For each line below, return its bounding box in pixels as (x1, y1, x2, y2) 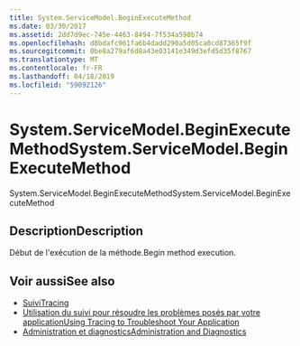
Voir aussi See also (9, 273, 115, 289)
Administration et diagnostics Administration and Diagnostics (22, 326, 247, 337)
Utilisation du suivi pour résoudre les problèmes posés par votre (22, 307, 261, 318)
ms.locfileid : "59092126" (9, 80, 106, 89)
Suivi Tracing (22, 297, 69, 308)
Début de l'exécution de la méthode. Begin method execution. (9, 248, 237, 258)
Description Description (9, 223, 144, 238)
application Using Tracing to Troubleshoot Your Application (22, 317, 241, 328)
